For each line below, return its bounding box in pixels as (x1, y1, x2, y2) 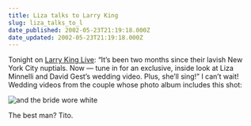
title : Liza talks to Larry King (8, 11, 119, 20)
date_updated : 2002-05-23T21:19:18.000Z (8, 33, 144, 42)
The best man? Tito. (8, 111, 74, 120)
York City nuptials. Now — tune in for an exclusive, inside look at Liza (8, 64, 234, 73)
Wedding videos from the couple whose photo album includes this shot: (8, 80, 243, 90)
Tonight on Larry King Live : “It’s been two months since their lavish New (8, 55, 243, 65)
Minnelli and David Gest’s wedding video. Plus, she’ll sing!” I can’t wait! (8, 72, 239, 81)
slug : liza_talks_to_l (8, 19, 83, 27)
